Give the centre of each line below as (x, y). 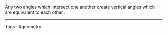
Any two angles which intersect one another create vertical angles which (80, 7)
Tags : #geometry (23, 27)
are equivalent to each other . (35, 12)
